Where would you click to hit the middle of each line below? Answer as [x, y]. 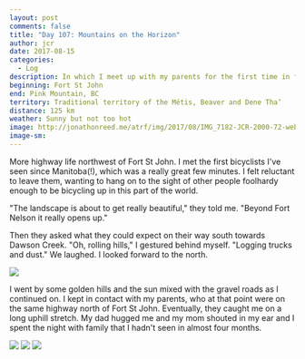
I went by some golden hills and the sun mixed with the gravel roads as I [144, 289]
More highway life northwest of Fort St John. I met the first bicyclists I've [145, 161]
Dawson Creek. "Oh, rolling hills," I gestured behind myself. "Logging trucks [151, 245]
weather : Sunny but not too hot [70, 119]
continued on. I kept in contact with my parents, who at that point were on [148, 298]
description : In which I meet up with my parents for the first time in [150, 77]
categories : [32, 60]
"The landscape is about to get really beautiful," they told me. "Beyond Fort [150, 208]
